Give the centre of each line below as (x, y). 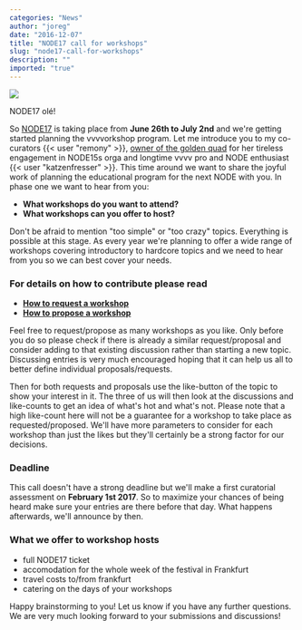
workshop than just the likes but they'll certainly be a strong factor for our (147, 435)
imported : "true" (42, 69)
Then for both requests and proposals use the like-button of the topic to (144, 387)
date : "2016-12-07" (46, 34)
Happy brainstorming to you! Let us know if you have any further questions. (151, 606)
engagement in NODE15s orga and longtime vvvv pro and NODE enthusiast (149, 157)
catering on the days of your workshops (97, 588)
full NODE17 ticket (56, 559)
